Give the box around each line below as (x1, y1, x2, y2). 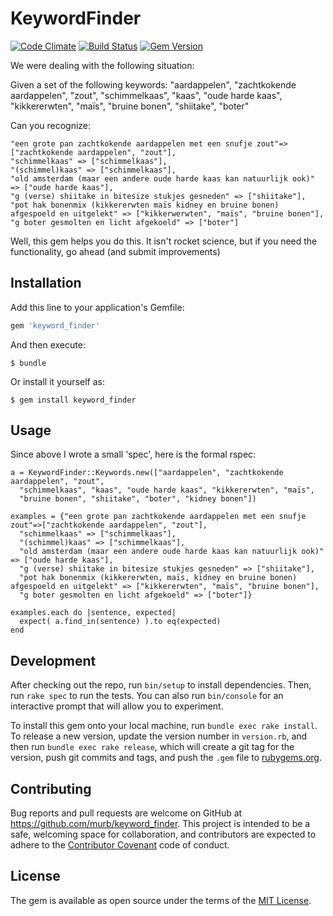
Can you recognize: (10, 119, 92, 131)
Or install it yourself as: (10, 375, 105, 387)
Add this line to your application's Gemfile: (10, 301, 185, 313)
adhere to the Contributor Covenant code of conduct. (10, 839, 230, 851)
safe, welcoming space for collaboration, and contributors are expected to (10, 828, 317, 841)
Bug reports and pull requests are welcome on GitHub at (10, 807, 243, 819)
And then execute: (10, 338, 86, 351)
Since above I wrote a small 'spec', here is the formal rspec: (10, 448, 257, 461)
